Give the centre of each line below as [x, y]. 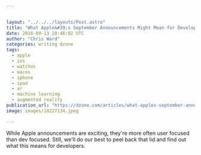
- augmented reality [37, 100]
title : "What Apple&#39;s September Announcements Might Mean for [91, 27]
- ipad [20, 83]
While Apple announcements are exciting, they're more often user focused [98, 133]
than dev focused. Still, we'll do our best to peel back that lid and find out [96, 139]
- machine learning [36, 94]
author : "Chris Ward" [33, 39]
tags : [13, 50]
